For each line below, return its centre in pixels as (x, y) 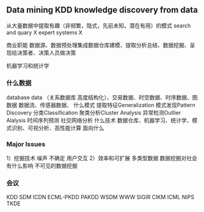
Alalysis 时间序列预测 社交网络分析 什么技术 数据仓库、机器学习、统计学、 (99, 120)
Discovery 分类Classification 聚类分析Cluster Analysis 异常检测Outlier (94, 113)
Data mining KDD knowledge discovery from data (102, 10)
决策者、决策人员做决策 (46, 53)
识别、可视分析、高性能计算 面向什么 (58, 128)
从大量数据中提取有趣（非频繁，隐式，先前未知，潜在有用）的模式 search (99, 25)
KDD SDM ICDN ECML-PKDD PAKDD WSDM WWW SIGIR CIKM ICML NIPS (100, 197)
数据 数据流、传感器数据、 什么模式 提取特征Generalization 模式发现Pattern (101, 105)
